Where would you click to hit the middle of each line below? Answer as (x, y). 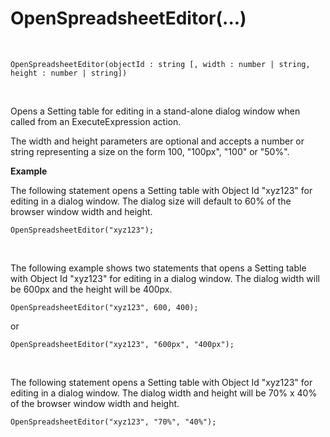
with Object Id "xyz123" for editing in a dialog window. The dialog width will (165, 278)
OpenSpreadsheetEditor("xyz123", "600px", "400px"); (122, 344)
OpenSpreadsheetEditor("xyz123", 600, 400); (104, 307)
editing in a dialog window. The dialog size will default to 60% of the (151, 201)
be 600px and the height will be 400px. (91, 289)
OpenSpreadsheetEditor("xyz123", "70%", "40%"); (113, 422)
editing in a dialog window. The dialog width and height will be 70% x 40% (164, 393)
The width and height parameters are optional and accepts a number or (157, 141)
